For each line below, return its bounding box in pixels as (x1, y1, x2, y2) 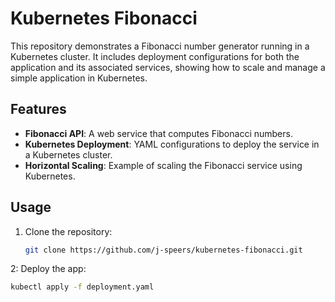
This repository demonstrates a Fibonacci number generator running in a (10, 40, 310, 52)
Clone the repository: (24, 225, 113, 237)
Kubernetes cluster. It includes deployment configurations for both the (10, 50, 300, 62)
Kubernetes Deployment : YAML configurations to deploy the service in (24, 138, 320, 150)
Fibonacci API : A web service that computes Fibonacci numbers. (24, 127, 293, 139)
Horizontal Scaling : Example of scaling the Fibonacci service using (24, 159, 303, 171)
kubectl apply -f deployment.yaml (10, 282, 155, 292)
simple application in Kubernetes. (10, 72, 148, 84)
